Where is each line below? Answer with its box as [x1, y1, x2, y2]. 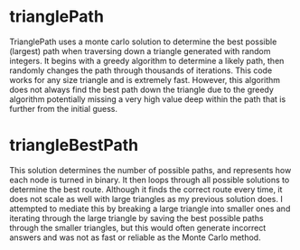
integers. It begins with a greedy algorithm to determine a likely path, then [9, 55, 285, 66]
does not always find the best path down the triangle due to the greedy [9, 84, 274, 95]
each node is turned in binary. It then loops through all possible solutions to [9, 174, 290, 185]
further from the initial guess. [9, 103, 118, 114]
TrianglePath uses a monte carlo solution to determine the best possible [9, 36, 277, 47]
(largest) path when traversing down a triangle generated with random [9, 45, 271, 56]
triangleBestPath [9, 135, 139, 155]
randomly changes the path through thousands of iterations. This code [9, 65, 273, 76]
